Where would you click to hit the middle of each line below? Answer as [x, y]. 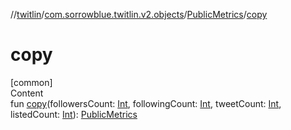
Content [27, 93]
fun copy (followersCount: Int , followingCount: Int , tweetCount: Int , [146, 103]
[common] [31, 82]
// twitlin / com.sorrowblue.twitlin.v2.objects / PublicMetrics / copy [139, 14]
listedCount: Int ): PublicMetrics [74, 114]
